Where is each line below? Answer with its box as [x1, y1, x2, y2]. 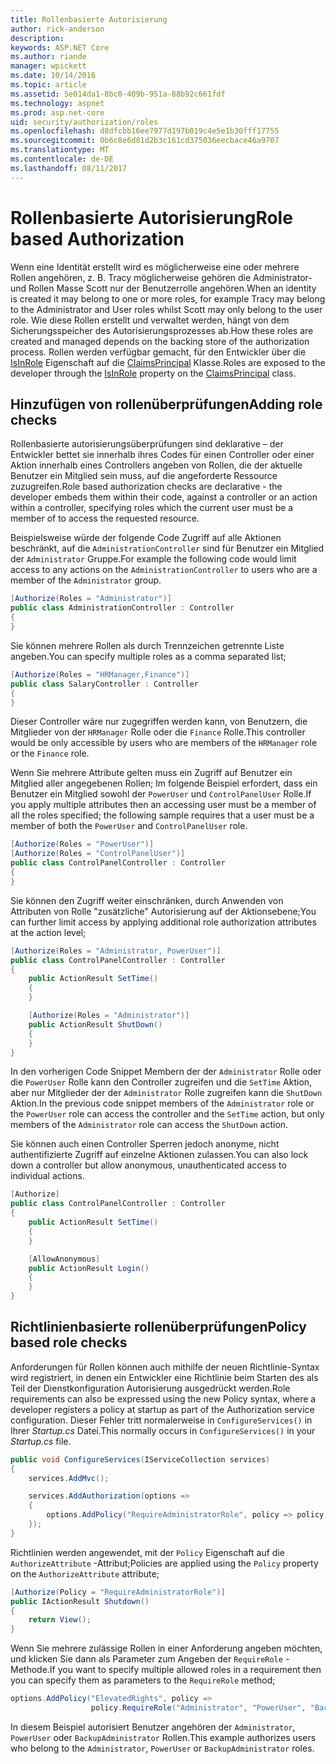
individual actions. [10, 1170, 85, 1182]
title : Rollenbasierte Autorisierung [10, 14, 168, 25]
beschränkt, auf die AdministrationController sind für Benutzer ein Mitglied [10, 542, 325, 555]
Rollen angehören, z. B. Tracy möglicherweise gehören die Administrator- [10, 271, 313, 283]
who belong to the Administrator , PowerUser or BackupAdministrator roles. [10, 1742, 315, 1754]
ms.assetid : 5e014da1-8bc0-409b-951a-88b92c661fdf [10, 89, 226, 99]
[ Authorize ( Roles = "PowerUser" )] [10, 839, 155, 850]
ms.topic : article [10, 80, 87, 90]
